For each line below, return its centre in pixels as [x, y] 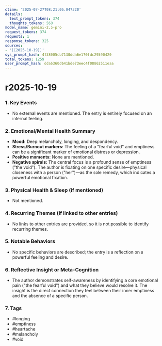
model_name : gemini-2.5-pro [33, 28]
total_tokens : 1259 [25, 59]
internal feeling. [28, 118]
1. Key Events [21, 103]
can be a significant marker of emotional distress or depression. [76, 152]
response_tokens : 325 [27, 41]
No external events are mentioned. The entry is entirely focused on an [82, 113]
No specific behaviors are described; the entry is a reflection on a [78, 252]
